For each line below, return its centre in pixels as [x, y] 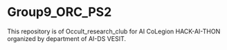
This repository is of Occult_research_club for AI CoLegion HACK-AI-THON [114, 31]
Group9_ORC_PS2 [60, 12]
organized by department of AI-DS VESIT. [67, 38]
